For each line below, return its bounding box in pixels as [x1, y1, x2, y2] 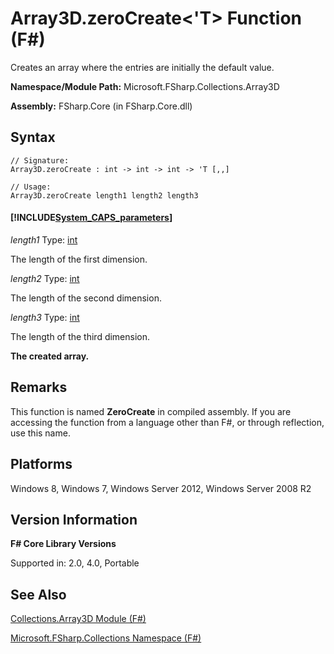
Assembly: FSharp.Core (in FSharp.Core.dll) [10, 100, 193, 112]
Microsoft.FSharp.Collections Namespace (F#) [10, 632, 202, 644]
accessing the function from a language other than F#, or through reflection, [10, 416, 325, 428]
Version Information [10, 511, 138, 528]
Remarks [10, 379, 68, 396]
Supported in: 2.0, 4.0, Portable [10, 557, 140, 569]
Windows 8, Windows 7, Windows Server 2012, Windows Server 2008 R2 [10, 482, 312, 494]
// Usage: [10, 182, 52, 192]
